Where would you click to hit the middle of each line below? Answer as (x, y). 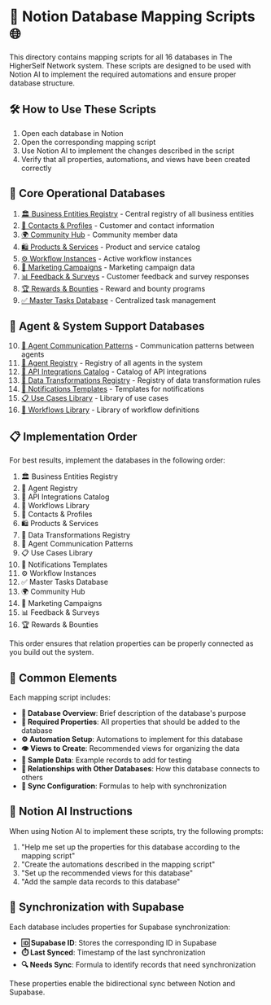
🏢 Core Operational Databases (87, 193)
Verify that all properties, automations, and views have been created (135, 159)
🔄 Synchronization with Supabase (97, 907)
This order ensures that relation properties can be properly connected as (131, 643)
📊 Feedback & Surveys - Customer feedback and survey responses (135, 276)
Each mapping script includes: (60, 697)
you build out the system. (52, 652)
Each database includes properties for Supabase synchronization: (120, 927)
